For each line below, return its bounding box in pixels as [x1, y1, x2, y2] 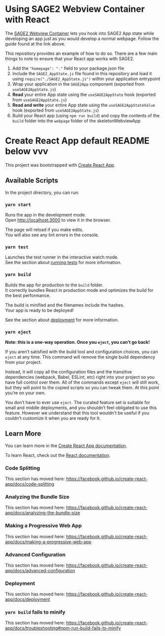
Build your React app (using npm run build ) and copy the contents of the [12, 112, 160, 118]
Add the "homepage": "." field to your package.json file [12, 65, 125, 71]
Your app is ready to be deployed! [5, 307, 74, 313]
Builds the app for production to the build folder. [5, 282, 104, 288]
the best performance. [5, 292, 51, 298]
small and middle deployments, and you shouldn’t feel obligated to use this [5, 405, 157, 410]
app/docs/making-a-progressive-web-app [5, 539, 92, 545]
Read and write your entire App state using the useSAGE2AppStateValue [12, 102, 155, 108]
